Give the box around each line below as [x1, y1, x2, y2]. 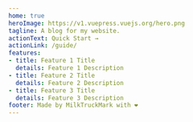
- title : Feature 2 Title [8, 71, 95, 79]
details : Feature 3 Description [15, 94, 125, 102]
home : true [8, 11, 45, 20]
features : [8, 49, 42, 57]
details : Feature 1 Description [15, 64, 125, 72]
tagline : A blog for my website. [8, 26, 121, 35]
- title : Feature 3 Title [8, 86, 95, 95]
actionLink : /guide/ [8, 42, 78, 50]
